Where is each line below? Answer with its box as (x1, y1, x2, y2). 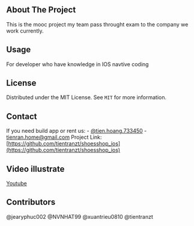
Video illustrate (6, 163, 65, 174)
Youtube (6, 180, 27, 187)
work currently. (6, 27, 44, 34)
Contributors (6, 197, 56, 207)
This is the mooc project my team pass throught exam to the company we (6, 20, 189, 28)
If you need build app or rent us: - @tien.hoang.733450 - (6, 127, 147, 135)
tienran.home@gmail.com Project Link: (6, 133, 102, 141)
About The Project (6, 5, 76, 15)
